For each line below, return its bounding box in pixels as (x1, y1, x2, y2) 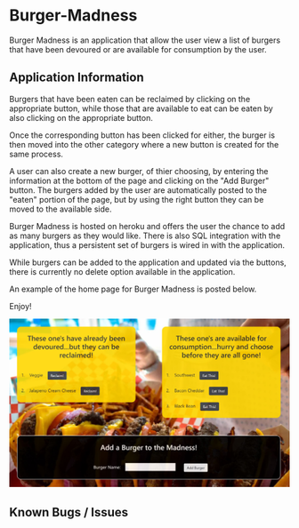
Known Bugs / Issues (9, 504, 129, 520)
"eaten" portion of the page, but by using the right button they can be (9, 194, 264, 204)
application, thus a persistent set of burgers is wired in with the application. (9, 239, 285, 250)
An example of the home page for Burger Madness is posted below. (9, 284, 257, 294)
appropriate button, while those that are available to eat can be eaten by (9, 103, 273, 114)
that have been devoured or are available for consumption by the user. (9, 44, 267, 54)
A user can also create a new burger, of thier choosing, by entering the (9, 165, 269, 176)
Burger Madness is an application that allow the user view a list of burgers (9, 35, 281, 45)
